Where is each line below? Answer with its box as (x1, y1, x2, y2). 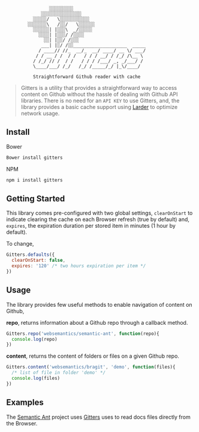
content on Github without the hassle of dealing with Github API (20, 90, 178, 98)
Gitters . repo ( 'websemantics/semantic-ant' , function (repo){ (6, 330, 160, 337)
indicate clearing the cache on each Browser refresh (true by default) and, (6, 216, 190, 223)
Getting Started (6, 194, 65, 204)
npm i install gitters (6, 177, 63, 183)
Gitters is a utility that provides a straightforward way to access (20, 84, 177, 91)
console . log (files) (11, 375, 61, 382)
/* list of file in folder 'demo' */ (11, 370, 106, 376)
